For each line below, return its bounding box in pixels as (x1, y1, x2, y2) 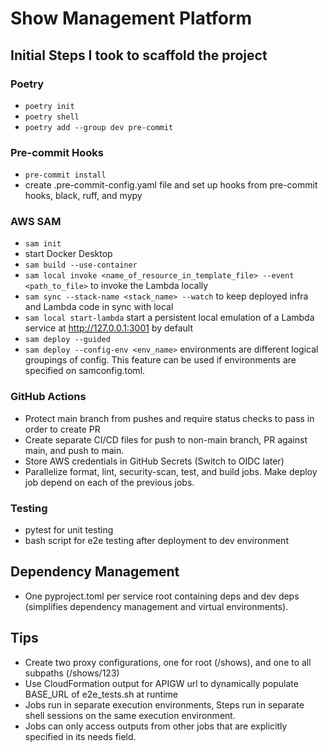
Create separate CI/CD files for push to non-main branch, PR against (24, 433, 308, 446)
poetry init (24, 101, 75, 111)
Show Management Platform (10, 7, 253, 30)
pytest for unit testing (24, 524, 114, 536)
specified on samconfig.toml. (24, 365, 146, 377)
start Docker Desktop (24, 248, 113, 260)
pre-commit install (24, 170, 107, 181)
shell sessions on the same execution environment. (24, 709, 236, 721)
